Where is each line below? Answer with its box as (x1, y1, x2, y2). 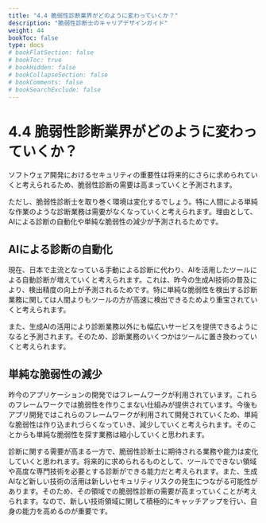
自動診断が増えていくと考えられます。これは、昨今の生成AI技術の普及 (21, 275, 250, 285)
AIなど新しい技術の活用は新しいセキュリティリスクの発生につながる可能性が (8, 476, 258, 486)
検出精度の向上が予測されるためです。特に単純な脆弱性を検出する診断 (29, 285, 258, 295)
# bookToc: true (8, 57, 62, 64)
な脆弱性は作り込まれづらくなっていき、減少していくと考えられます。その (8, 420, 250, 429)
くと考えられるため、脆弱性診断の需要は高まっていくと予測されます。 (8, 180, 237, 189)
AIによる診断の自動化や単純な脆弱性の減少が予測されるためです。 (8, 217, 223, 227)
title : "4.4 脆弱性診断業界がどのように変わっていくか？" (8, 11, 179, 20)
